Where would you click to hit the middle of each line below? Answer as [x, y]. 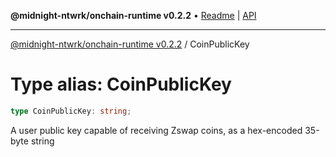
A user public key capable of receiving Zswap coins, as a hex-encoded [156, 130]
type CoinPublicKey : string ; [71, 111]
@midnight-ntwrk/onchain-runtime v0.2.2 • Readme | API [133, 15]
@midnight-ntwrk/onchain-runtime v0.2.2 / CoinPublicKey [130, 44]
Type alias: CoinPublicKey [121, 84]
